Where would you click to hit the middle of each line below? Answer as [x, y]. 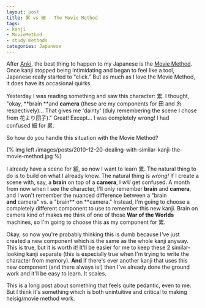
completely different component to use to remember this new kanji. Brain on [102, 208]
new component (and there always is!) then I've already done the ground [98, 267]
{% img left [20, 149]
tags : [13, 23]
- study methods [27, 40]
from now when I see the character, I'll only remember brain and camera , [99, 188]
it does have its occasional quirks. [49, 83]
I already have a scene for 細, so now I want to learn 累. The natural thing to [102, 169]
